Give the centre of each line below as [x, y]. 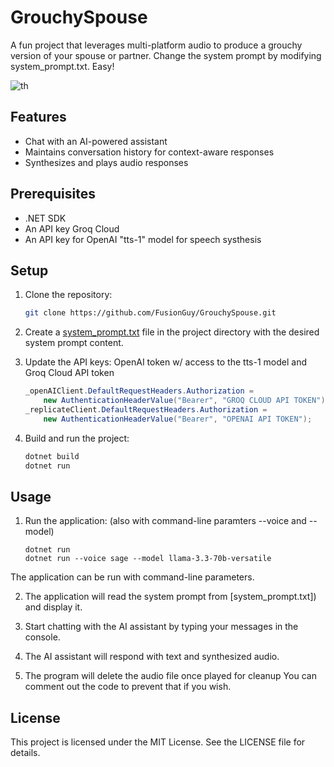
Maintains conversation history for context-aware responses [149, 152]
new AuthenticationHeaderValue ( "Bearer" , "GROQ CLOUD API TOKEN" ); [186, 401]
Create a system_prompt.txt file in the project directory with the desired [172, 332]
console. [42, 637]
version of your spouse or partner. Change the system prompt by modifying [166, 55]
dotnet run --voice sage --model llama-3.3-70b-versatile [148, 559]
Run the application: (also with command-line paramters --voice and [165, 521]
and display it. [53, 607]
